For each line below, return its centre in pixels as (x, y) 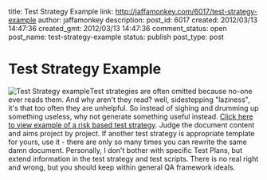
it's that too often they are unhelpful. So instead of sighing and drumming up (133, 108)
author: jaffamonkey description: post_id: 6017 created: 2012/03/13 (147, 20)
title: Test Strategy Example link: (61, 12)
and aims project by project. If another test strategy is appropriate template (132, 133)
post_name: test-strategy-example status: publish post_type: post (116, 37)
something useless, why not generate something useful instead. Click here (131, 116)
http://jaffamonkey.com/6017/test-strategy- (186, 12)
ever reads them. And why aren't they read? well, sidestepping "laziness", (129, 100)
